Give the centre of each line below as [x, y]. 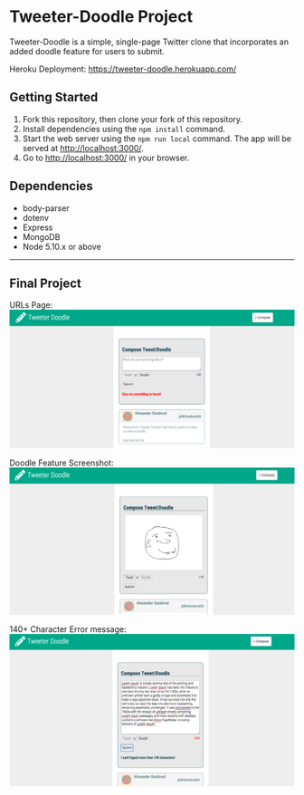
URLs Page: [31, 305]
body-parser [46, 208]
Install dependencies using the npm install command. [124, 129]
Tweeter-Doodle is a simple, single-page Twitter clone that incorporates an [149, 42]
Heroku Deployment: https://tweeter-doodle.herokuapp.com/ [123, 69]
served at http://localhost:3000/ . [83, 148]
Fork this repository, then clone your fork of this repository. [132, 119]
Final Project [45, 283]
